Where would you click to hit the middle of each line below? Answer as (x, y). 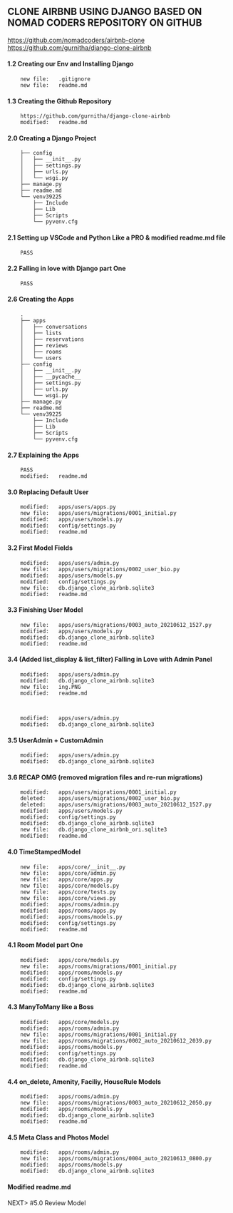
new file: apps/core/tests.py (68, 892)
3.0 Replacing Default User (48, 492)
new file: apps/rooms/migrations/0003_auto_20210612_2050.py (116, 1103)
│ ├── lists (41, 333)
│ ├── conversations (54, 327)
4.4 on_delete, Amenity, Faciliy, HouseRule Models (84, 1081)
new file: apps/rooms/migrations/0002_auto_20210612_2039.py (116, 1041)
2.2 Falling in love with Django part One (67, 268)
